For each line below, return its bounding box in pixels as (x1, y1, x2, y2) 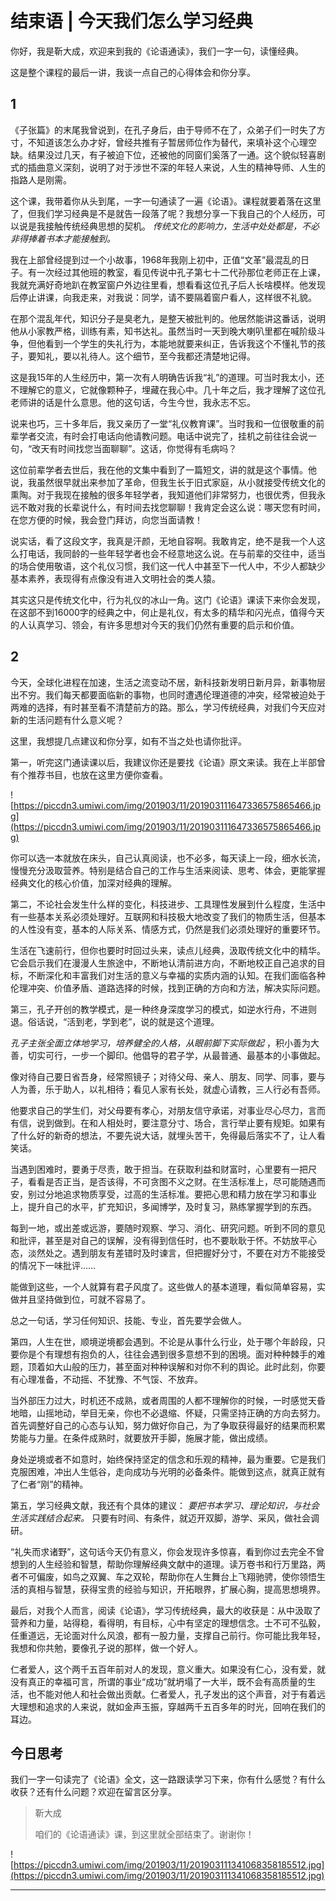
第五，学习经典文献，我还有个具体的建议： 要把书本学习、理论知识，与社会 (10, 1499, 320, 1511)
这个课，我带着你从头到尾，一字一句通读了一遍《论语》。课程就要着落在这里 (10, 195, 322, 207)
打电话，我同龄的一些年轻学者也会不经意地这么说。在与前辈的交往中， (18, 547, 308, 559)
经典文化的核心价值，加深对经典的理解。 (10, 877, 177, 889)
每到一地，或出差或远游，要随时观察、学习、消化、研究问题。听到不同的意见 (10, 1222, 326, 1234)
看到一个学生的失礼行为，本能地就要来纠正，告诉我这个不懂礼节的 (44, 337, 317, 349)
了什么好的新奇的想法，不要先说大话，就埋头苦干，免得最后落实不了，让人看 (10, 1129, 326, 1141)
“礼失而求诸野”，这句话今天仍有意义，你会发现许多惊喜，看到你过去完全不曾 (10, 1545, 325, 1557)
